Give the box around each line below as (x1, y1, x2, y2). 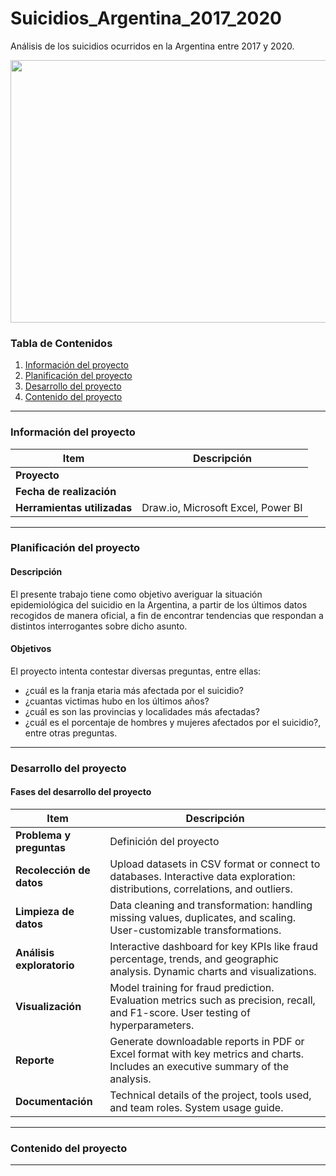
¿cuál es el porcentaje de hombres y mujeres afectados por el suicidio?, (24, 716, 322, 728)
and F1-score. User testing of (109, 1005, 251, 1019)
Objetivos (10, 643, 52, 655)
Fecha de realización (15, 484, 117, 498)
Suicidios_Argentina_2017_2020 (10, 7, 282, 30)
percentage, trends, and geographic (109, 952, 279, 966)
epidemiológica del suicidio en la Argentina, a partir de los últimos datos (10, 598, 308, 611)
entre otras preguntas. (24, 727, 118, 739)
